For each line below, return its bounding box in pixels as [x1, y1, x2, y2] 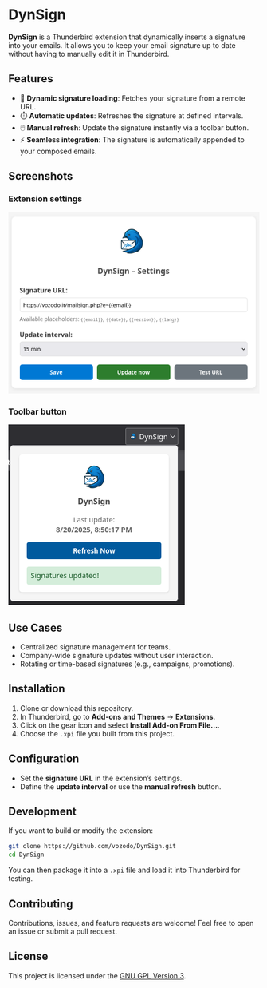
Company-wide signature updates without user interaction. [19, 651, 214, 661]
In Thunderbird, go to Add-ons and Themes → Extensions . [19, 712, 216, 721]
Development [8, 805, 77, 819]
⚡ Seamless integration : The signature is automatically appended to [19, 134, 245, 145]
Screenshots [8, 169, 73, 183]
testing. [8, 874, 33, 883]
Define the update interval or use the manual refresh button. [19, 781, 222, 792]
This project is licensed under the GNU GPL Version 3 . [8, 970, 187, 980]
